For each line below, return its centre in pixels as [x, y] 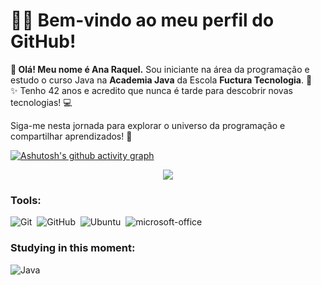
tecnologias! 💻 [41, 102]
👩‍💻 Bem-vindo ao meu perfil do [142, 20]
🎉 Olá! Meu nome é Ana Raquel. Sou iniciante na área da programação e [160, 69]
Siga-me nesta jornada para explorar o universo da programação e [148, 125]
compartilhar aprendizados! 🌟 [71, 136]
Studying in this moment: [73, 248]
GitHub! [43, 41]
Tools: [26, 200]
